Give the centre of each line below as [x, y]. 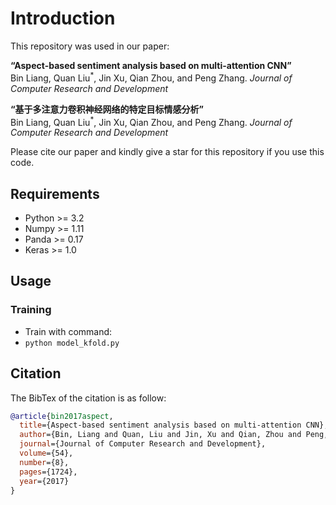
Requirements [55, 193]
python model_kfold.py [72, 343]
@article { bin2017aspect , [62, 416]
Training [31, 310]
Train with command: [68, 331]
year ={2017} [44, 481]
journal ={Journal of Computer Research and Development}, [143, 444]
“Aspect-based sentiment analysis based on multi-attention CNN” [151, 65]
